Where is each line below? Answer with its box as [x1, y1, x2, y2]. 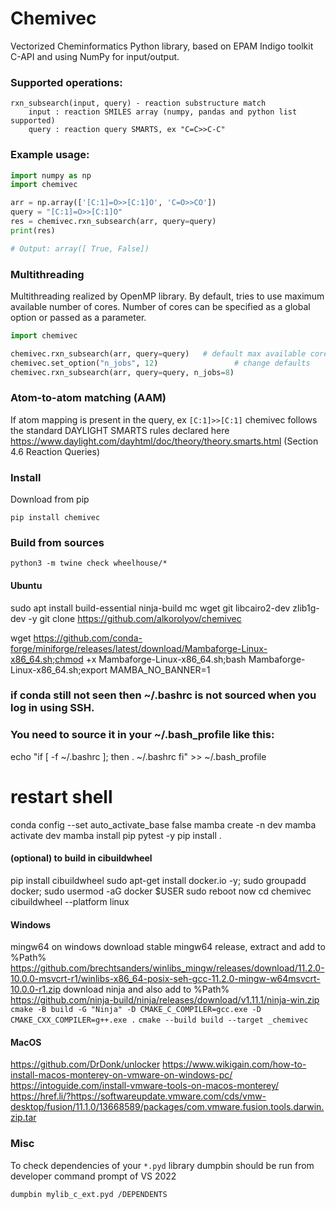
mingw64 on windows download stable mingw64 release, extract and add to [10, 941, 326, 953]
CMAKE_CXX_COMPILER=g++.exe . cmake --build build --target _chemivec [10, 1015, 309, 1026]
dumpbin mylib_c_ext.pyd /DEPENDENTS [10, 1189, 168, 1199]
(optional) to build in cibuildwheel [10, 852, 153, 864]
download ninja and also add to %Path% [62, 983, 230, 996]
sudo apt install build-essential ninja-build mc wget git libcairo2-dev [10, 602, 291, 614]
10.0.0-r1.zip [10, 983, 61, 996]
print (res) [10, 225, 56, 236]
